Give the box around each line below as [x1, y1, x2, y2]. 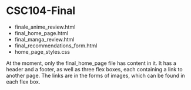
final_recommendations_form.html [14, 42, 98, 49]
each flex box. [6, 78, 41, 85]
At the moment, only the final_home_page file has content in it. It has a [6, 60, 176, 67]
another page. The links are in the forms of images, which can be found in [6, 72, 185, 79]
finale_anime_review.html [14, 23, 76, 30]
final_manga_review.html [14, 36, 75, 43]
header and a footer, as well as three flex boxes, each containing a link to [6, 65, 183, 72]
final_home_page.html [14, 29, 69, 36]
